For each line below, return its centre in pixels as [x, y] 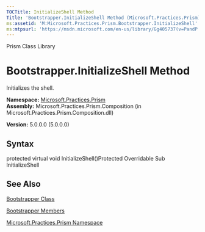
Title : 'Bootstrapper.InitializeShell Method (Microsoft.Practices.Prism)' [105, 18]
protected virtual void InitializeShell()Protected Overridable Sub [86, 158]
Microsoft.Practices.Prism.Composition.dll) [60, 113]
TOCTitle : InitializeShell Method [50, 12]
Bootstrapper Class [31, 198]
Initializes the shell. [30, 88]
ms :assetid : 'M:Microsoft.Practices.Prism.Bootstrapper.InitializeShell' [102, 23]
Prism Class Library [31, 46]
